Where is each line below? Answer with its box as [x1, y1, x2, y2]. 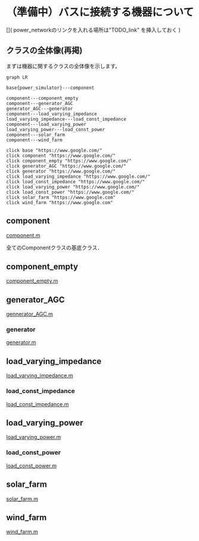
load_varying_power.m [6, 434, 61, 441]
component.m [6, 231, 41, 239]
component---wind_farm [6, 137, 63, 143]
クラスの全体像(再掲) [6, 45, 83, 55]
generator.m [6, 339, 36, 346]
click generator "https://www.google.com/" [6, 168, 116, 174]
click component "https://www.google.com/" [6, 153, 116, 159]
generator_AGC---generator [6, 106, 73, 112]
